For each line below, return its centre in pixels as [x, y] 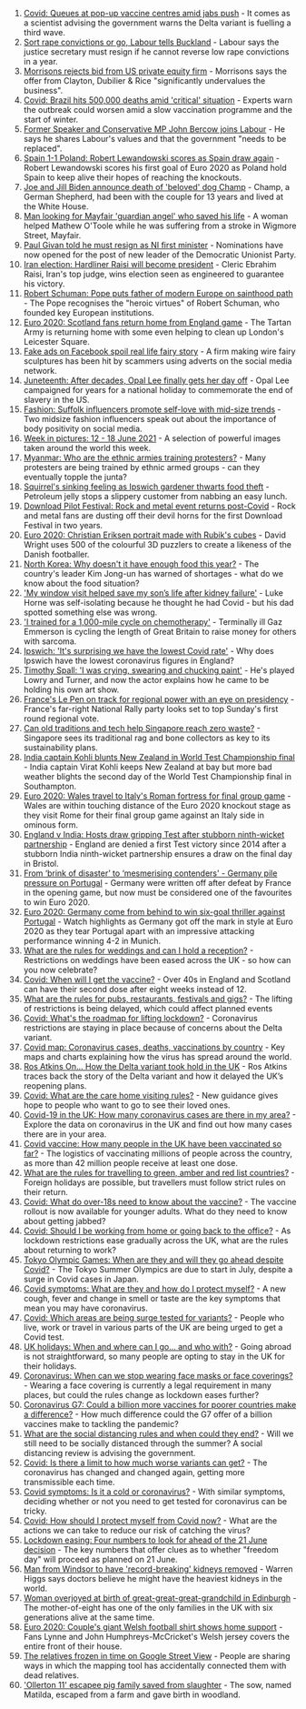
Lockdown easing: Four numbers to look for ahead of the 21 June [145, 1540]
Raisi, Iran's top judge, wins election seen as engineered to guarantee [153, 274]
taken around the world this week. [87, 448]
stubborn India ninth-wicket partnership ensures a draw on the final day [158, 854]
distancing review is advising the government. [109, 1453]
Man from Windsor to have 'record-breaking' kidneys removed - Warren [158, 1569]
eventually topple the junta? [75, 477]
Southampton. [50, 786]
